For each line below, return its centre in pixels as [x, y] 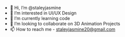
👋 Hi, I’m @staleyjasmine [35, 8]
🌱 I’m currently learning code [40, 18]
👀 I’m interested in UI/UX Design [43, 13]
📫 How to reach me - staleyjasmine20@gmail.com [62, 29]
